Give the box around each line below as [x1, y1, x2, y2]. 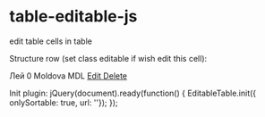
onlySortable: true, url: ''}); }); [9, 96, 118, 108]
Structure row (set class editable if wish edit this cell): [9, 53, 208, 63]
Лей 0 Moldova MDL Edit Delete [9, 70, 128, 81]
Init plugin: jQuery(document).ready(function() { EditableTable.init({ [9, 88, 257, 98]
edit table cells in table [9, 36, 92, 46]
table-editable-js [9, 6, 138, 27]
